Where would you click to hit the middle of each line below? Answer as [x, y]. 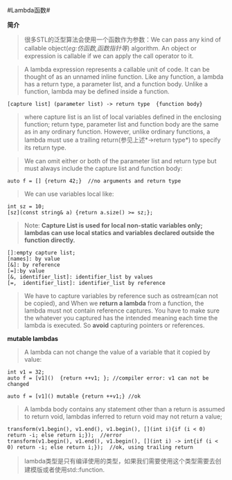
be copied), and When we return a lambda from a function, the [114, 303]
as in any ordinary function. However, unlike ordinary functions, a [117, 131]
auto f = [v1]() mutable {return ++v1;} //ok [74, 396]
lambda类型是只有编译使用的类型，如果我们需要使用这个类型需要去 [120, 461]
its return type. [45, 148]
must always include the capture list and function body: [103, 168]
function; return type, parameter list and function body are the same [122, 124]
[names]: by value [34, 259]
